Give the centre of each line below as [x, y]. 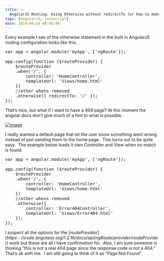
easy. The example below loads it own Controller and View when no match [81, 145]
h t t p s [12, 238]
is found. [14, 150]
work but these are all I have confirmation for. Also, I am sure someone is [83, 243]
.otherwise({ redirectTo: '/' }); [57, 96]
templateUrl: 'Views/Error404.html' [70, 213]
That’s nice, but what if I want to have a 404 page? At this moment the [76, 110]
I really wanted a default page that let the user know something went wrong [81, 134]
